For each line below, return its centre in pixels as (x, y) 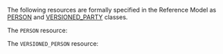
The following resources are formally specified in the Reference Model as (112, 10)
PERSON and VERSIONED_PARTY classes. (68, 17)
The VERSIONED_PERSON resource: (53, 43)
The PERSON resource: (37, 30)
